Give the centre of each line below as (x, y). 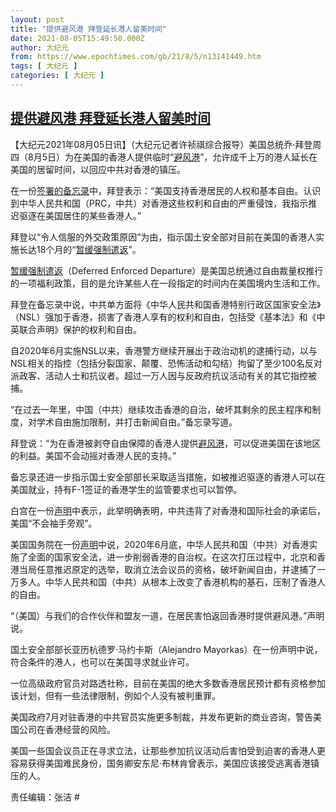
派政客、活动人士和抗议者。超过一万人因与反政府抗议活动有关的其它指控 (159, 375)
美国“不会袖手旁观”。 (54, 523)
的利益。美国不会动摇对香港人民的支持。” (93, 455)
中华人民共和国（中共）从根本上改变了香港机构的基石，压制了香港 (180, 582)
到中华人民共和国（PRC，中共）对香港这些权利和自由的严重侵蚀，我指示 (159, 203)
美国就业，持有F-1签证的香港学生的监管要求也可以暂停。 (126, 489)
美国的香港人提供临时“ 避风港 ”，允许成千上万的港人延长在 (199, 157)
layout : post (37, 19)
